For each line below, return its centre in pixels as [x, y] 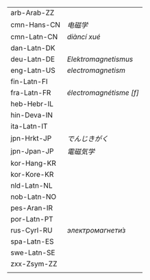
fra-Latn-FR [31, 93]
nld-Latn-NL [32, 185]
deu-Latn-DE [33, 59]
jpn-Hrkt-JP [31, 138]
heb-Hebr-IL [32, 104]
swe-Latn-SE [33, 252]
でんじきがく [87, 139]
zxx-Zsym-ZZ [34, 264]
